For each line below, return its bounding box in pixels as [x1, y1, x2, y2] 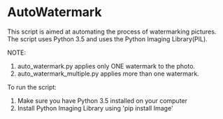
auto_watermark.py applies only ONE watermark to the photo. [17, 62, 196, 70]
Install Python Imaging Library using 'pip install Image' [17, 104, 173, 112]
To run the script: [7, 83, 57, 91]
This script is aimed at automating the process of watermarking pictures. [7, 27, 217, 36]
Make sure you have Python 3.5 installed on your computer [17, 96, 187, 105]
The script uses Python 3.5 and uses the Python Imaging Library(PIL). [7, 34, 208, 43]
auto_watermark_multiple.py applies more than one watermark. [17, 69, 199, 78]
